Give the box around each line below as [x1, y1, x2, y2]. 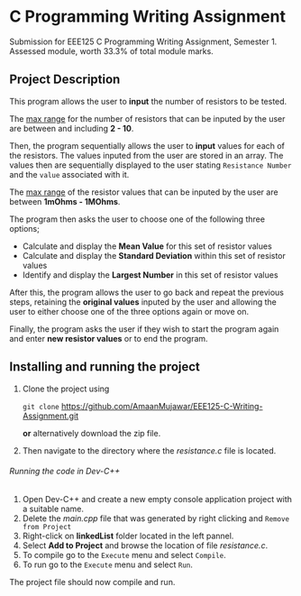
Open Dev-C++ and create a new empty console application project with [22, 493, 293, 504]
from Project [22, 522, 72, 531]
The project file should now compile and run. [9, 576, 176, 587]
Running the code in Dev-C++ [9, 466, 120, 477]
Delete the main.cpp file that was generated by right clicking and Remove [22, 512, 290, 524]
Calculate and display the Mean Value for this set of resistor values [22, 241, 272, 252]
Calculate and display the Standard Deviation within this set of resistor [22, 250, 287, 261]
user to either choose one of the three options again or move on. [9, 306, 250, 316]
